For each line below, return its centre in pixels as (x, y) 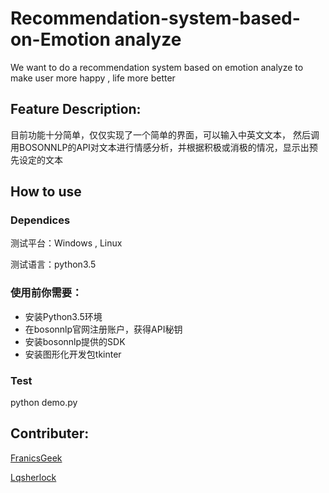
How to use (46, 192)
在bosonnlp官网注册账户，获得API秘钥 (103, 329)
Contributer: (50, 433)
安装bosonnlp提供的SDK (75, 341)
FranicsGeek (36, 458)
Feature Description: (76, 109)
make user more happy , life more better (93, 78)
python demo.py (44, 403)
